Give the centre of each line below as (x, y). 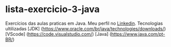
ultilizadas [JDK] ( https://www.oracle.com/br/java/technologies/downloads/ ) (86, 28)
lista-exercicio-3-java (53, 9)
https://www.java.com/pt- (138, 34)
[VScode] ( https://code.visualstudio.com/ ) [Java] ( (58, 34)
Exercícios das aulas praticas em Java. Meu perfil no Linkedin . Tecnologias (84, 23)
